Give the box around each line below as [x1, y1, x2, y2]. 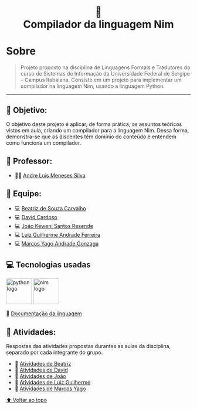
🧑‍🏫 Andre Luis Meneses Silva [14, 172, 86, 179]
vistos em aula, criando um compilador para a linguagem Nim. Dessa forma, [6, 127, 189, 134]
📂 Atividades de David [14, 366, 69, 374]
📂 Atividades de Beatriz [14, 360, 72, 367]
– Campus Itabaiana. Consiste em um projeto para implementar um [20, 76, 182, 84]
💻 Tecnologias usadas [6, 260, 91, 270]
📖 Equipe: [6, 189, 42, 199]
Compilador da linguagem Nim [23, 18, 174, 31]
